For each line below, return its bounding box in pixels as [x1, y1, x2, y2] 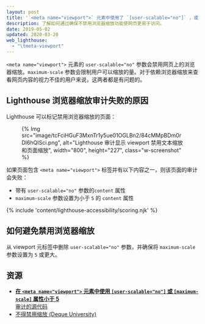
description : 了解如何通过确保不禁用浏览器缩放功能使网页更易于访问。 [6, 20, 165, 26]
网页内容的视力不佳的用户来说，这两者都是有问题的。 [11, 76, 145, 83]
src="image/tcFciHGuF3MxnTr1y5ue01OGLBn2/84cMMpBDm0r [21, 131, 182, 139]
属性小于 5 [33, 295, 60, 303]
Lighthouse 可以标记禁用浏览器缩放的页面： [6, 112, 117, 120]
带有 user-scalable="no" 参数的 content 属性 [15, 186, 126, 194]
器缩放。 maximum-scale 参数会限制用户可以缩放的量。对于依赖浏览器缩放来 [6, 68, 193, 75]
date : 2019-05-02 [6, 26, 51, 32]
